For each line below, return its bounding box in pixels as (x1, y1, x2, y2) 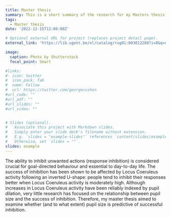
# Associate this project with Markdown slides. (5, 125, 115, 130)
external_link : (5, 40, 38, 46)
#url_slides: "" (5, 102, 40, 107)
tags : (5, 17, 17, 22)
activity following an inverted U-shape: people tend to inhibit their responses (5, 174, 166, 180)
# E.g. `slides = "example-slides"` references (5, 134, 113, 139)
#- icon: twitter (5, 73, 42, 78)
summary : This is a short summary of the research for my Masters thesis (5, 12, 165, 17)
